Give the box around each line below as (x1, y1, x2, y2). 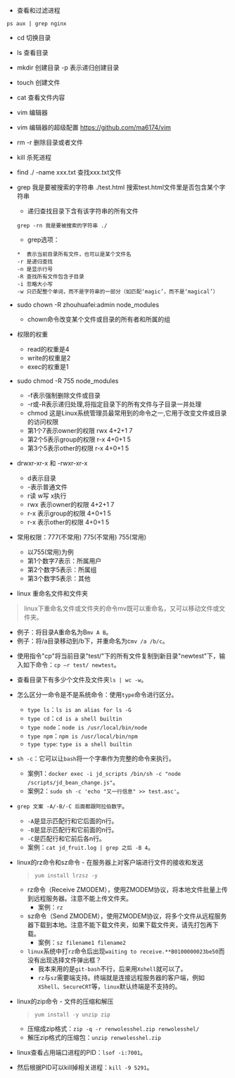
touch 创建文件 (16, 78, 61, 87)
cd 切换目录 (16, 34, 51, 42)
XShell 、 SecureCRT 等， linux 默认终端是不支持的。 (37, 982, 182, 991)
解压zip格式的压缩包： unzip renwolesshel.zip (27, 1034, 161, 1041)
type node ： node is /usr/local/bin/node (27, 723, 148, 731)
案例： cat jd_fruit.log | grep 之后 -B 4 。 (27, 844, 154, 851)
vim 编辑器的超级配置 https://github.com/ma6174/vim (16, 123, 172, 132)
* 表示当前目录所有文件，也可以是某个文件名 (16, 251, 132, 258)
